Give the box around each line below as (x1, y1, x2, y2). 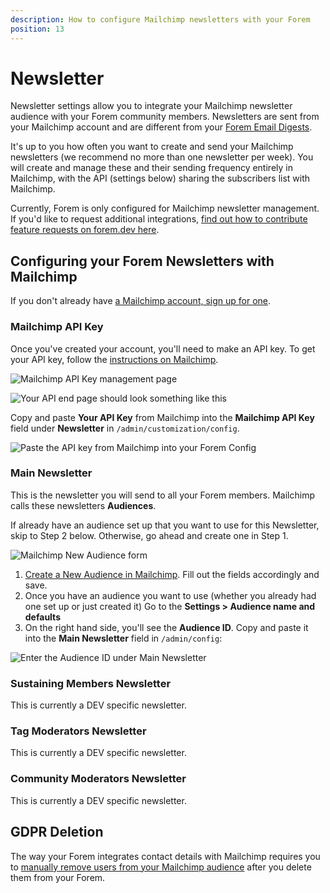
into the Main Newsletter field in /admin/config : (24, 632, 223, 644)
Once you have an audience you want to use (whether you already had (24, 589, 317, 601)
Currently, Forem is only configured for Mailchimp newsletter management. (10, 202, 320, 215)
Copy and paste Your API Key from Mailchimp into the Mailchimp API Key (10, 411, 315, 423)
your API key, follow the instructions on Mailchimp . (10, 353, 219, 365)
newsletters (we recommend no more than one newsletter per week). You (10, 151, 314, 163)
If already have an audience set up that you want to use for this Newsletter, (10, 519, 320, 531)
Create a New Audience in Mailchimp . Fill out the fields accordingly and (24, 568, 320, 580)
